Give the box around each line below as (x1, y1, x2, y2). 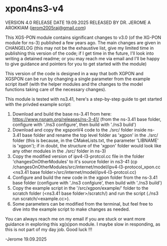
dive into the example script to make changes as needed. (12, 206, 130, 212)
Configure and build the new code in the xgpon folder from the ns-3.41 (12, 174, 158, 180)
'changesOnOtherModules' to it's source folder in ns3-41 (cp (12, 158, 138, 164)
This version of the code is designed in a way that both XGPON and (5, 70, 144, 76)
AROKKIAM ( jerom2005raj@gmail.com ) (5, 24, 86, 30)
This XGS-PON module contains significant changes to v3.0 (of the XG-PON (5, 34, 162, 40)
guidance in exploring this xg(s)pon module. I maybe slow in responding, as (5, 221, 161, 227)
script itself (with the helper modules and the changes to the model (5, 81, 143, 87)
